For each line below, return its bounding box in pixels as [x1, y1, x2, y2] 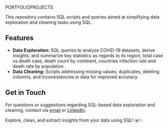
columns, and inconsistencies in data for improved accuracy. [12, 74, 139, 80]
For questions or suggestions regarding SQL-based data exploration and [5, 101, 155, 107]
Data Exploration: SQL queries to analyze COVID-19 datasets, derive [12, 47, 155, 53]
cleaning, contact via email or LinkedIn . [5, 107, 87, 113]
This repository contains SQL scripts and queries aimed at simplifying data [5, 14, 160, 20]
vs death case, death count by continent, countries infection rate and [12, 58, 156, 64]
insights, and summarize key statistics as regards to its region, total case [12, 52, 163, 58]
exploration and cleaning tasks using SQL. [5, 20, 93, 25]
